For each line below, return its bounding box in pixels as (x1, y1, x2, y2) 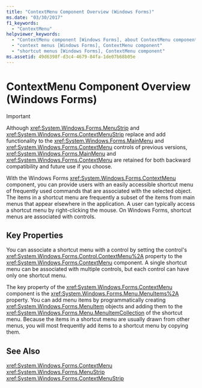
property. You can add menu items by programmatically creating (6, 296, 166, 304)
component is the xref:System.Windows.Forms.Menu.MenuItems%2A (6, 290, 179, 297)
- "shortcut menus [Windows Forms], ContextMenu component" (11, 48, 165, 54)
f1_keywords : (6, 20, 39, 26)
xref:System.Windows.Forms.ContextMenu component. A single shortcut (6, 259, 188, 266)
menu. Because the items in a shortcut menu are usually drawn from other (6, 316, 191, 323)
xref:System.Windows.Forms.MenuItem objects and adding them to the (6, 303, 183, 310)
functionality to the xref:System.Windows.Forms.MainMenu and (6, 137, 164, 144)
